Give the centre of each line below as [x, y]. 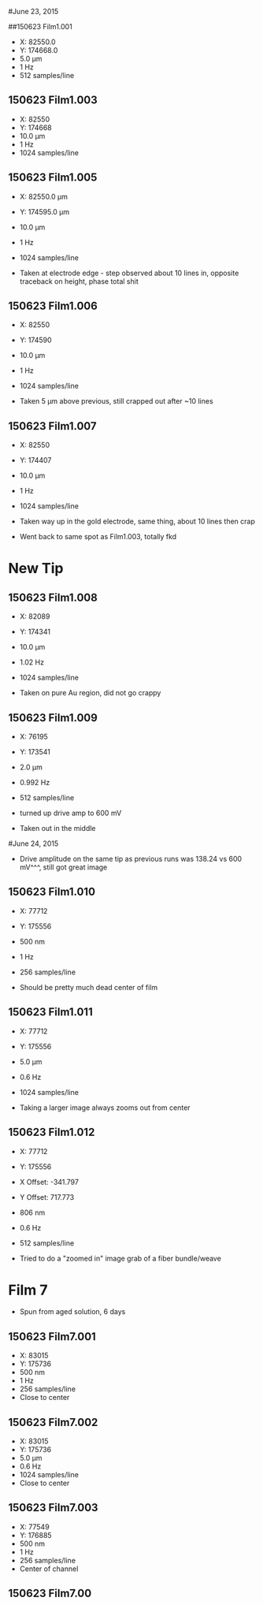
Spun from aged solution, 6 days [72, 1312]
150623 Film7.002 [53, 1422]
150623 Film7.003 [53, 1508]
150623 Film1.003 [53, 101]
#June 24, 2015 [33, 843]
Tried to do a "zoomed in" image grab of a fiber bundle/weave [120, 1258]
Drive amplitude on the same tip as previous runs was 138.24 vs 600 [131, 859]
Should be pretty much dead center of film [89, 987]
